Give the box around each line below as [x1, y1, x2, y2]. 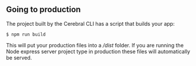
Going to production [6, 5, 81, 15]
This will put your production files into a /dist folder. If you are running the [6, 41, 184, 48]
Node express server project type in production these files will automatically [6, 48, 191, 55]
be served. [6, 54, 32, 61]
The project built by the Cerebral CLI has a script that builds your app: [6, 20, 175, 27]
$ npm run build [6, 32, 46, 37]
